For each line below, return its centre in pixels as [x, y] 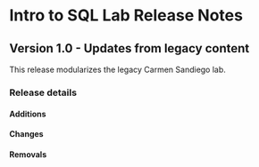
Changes [26, 134]
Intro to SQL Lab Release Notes [126, 16]
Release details [43, 92]
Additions [28, 114]
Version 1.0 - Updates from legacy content [129, 48]
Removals [28, 154]
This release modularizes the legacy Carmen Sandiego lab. [117, 69]
